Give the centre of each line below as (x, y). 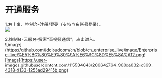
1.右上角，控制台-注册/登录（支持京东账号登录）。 (54, 24)
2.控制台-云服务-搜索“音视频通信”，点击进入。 (51, 39)
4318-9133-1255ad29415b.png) (37, 70)
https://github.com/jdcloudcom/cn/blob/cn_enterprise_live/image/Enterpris (82, 50)
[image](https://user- (26, 60)
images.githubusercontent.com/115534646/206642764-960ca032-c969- (79, 65)
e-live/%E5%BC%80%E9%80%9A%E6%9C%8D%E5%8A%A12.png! (75, 55)
